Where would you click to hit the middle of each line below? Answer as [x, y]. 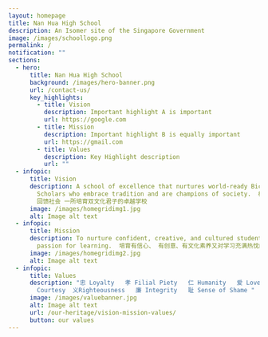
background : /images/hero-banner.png [92, 82]
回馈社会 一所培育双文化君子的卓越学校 [92, 201]
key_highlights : [56, 97]
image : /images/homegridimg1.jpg [85, 208]
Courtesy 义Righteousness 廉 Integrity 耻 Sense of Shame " [146, 291]
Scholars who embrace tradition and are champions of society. [144, 194]
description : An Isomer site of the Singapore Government [106, 30]
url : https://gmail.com [83, 142]
